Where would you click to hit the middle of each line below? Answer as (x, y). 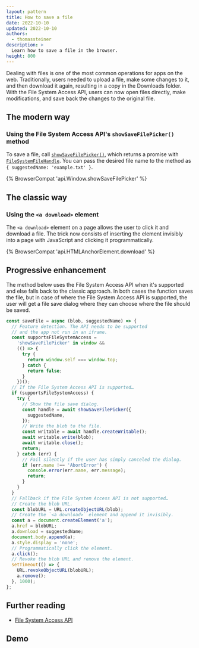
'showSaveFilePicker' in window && (61, 343)
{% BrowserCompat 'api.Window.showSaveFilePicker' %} (77, 179)
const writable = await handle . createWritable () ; (84, 432)
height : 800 (21, 56)
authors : (17, 34)
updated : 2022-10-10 (32, 28)
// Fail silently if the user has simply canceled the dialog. (102, 460)
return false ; (45, 371)
